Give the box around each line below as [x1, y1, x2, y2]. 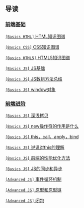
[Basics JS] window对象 [5, 86, 56, 92]
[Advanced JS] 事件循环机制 [5, 176, 62, 182]
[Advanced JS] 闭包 [5, 197, 45, 203]
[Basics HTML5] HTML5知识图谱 [5, 54, 71, 60]
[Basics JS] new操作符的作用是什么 [5, 123, 79, 129]
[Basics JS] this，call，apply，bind [5, 133, 79, 139]
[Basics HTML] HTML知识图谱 [5, 33, 66, 39]
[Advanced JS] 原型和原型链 [5, 186, 62, 192]
